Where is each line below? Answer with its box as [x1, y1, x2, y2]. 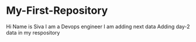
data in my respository [6, 29, 60, 36]
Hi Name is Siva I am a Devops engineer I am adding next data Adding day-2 [6, 23, 190, 30]
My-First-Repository [6, 4, 108, 17]
